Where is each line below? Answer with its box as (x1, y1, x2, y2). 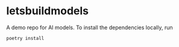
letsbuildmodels (6, 4, 89, 18)
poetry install (6, 35, 45, 41)
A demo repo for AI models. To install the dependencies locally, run (6, 24, 173, 31)
